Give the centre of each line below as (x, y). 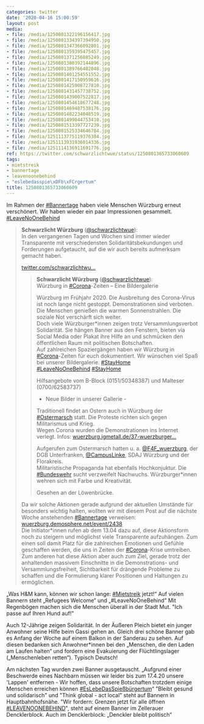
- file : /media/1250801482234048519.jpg (58, 114)
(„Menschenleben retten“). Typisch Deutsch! (62, 657)
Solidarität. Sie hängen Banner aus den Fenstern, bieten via (111, 330)
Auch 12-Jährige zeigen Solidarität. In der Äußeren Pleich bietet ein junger (99, 625)
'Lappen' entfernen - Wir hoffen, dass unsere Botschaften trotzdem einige (99, 682)
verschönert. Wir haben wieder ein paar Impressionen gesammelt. (89, 211)
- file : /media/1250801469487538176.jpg (58, 108)
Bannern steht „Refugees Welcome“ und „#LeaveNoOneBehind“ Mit (91, 600)
